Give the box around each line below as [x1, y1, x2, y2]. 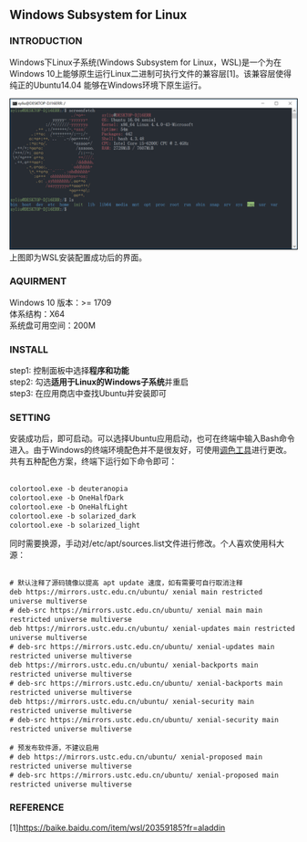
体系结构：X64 [9, 308, 66, 319]
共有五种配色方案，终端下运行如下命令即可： [9, 456, 178, 467]
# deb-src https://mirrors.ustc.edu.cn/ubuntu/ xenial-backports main [9, 679, 283, 689]
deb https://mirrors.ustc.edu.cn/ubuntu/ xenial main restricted [9, 588, 262, 597]
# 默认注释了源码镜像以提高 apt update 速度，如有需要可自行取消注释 [9, 579, 243, 588]
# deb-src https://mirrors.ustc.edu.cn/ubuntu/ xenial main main [9, 606, 262, 616]
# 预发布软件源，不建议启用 [9, 743, 100, 753]
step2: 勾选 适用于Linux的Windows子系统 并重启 [9, 376, 189, 387]
